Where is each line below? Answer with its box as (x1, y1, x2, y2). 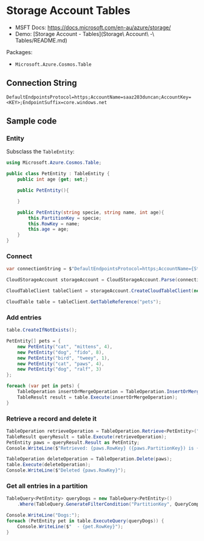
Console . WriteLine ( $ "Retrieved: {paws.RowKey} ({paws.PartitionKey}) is (6, 445, 194, 451)
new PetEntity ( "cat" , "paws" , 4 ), (17, 360, 104, 367)
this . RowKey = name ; (28, 220, 80, 227)
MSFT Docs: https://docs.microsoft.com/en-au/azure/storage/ (15, 24, 171, 31)
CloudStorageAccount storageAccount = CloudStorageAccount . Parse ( (6, 277, 178, 283)
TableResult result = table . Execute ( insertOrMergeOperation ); (17, 394, 178, 400)
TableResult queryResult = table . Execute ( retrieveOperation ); (6, 433, 167, 440)
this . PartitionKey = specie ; (28, 215, 102, 221)
